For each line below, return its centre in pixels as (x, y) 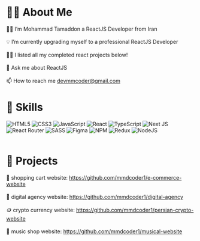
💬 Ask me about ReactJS (37, 67)
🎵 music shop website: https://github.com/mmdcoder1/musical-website (94, 231)
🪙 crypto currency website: (40, 210)
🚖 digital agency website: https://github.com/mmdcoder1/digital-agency (95, 197)
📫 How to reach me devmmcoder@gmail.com (63, 81)
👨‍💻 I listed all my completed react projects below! (67, 55)
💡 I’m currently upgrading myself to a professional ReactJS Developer (92, 41)
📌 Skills (25, 107)
